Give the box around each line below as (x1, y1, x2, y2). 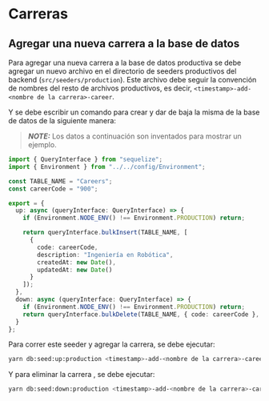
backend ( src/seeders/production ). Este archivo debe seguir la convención (8, 75, 257, 84)
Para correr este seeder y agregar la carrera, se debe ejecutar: (8, 339, 215, 349)
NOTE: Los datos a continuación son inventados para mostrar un (27, 131, 242, 141)
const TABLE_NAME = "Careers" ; (8, 177, 113, 185)
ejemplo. (27, 140, 58, 149)
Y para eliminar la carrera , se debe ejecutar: (8, 370, 155, 379)
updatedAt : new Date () (37, 266, 113, 274)
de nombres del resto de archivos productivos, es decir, (8, 83, 192, 93)
